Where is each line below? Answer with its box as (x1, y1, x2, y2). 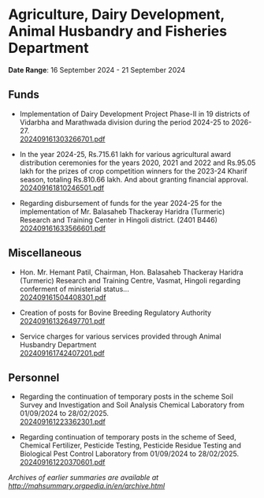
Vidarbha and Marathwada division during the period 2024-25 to (19, 117, 230, 127)
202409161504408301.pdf (19, 292, 106, 301)
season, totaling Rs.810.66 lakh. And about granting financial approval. (19, 174, 249, 184)
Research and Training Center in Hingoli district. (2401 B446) (19, 215, 218, 224)
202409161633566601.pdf (19, 223, 106, 233)
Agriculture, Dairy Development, (8, 6, 225, 24)
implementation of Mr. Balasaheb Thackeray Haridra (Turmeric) (19, 207, 225, 216)
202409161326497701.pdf (19, 316, 106, 325)
